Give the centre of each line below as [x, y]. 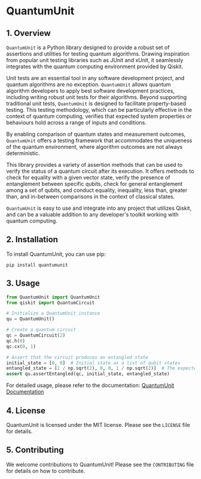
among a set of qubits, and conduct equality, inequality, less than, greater [97, 190]
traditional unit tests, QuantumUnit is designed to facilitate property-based [96, 103]
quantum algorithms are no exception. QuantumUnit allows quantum [89, 84]
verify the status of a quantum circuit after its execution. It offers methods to [100, 171]
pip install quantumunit [37, 265]
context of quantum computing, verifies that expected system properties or [99, 116]
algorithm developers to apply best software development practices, [90, 91]
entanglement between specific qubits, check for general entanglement [95, 184]
